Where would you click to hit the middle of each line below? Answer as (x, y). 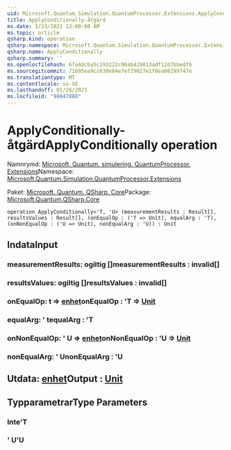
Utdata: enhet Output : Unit (65, 379)
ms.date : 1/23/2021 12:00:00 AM (53, 26)
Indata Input (33, 245)
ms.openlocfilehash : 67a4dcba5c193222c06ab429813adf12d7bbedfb (100, 65)
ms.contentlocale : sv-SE (43, 84)
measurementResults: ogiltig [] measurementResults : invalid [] (113, 265)
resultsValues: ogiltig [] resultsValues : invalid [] (87, 283)
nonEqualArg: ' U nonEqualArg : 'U (65, 357)
